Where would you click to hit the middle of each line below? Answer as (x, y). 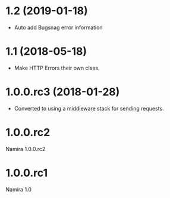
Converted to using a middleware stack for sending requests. (89, 108)
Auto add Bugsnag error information (58, 27)
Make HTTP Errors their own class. (57, 68)
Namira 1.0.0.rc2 (26, 149)
